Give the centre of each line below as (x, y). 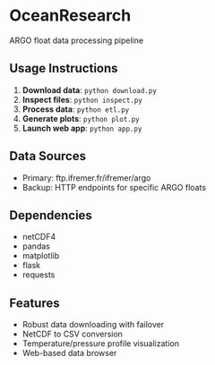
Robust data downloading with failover (93, 325)
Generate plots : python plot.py (81, 118)
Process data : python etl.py (76, 109)
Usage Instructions (64, 68)
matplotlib (41, 256)
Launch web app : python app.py (82, 128)
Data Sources (48, 156)
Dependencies (51, 215)
